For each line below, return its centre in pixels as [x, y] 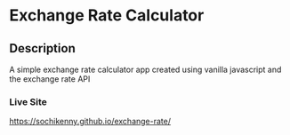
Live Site [28, 101]
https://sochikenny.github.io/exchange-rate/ [90, 122]
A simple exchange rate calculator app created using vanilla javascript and [145, 69]
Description [42, 48]
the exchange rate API [50, 79]
